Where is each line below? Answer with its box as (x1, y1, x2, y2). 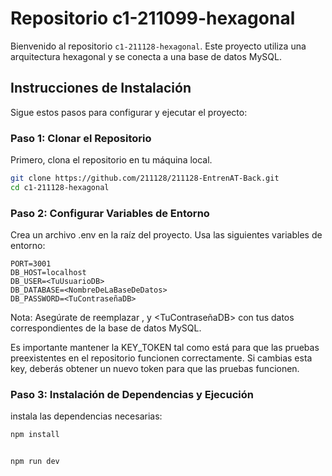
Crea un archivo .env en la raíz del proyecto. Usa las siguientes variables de (10, 229, 323, 241)
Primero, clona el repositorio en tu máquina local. (10, 154, 213, 166)
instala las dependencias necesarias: (10, 410, 163, 422)
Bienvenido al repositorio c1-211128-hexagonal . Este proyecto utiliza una (10, 40, 307, 52)
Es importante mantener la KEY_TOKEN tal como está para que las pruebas (10, 342, 320, 354)
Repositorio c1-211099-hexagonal (10, 7, 296, 30)
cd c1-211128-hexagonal (10, 182, 110, 192)
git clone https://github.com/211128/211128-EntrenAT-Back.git (10, 173, 280, 184)
